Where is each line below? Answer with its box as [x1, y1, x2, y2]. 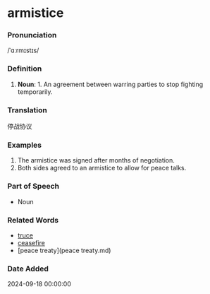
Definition [7, 64, 42, 73]
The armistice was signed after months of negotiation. [17, 156, 175, 165]
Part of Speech [7, 182, 60, 192]
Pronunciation [7, 30, 57, 40]
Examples [7, 140, 42, 150]
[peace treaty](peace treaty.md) [17, 246, 111, 254]
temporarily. [17, 87, 53, 96]
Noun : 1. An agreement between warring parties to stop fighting [17, 80, 203, 88]
